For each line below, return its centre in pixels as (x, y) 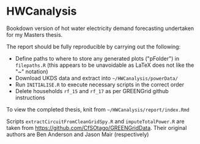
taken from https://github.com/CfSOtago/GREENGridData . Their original (97, 127)
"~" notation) (31, 71)
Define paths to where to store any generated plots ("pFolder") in (97, 58)
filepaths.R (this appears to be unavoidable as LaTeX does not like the (105, 65)
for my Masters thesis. (35, 34)
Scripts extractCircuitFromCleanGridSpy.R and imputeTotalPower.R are (95, 121)
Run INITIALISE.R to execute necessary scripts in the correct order (100, 85)
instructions (30, 97)
